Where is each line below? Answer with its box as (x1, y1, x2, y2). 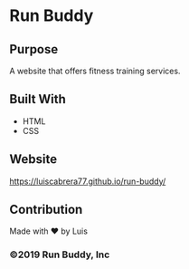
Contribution (9, 202, 83, 217)
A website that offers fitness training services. (9, 65, 181, 76)
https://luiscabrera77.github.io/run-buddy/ (9, 176, 166, 187)
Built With (9, 91, 66, 107)
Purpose (9, 42, 59, 57)
